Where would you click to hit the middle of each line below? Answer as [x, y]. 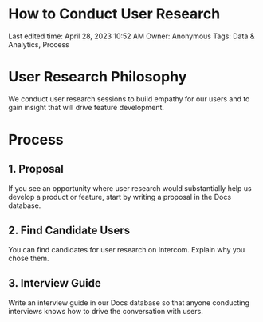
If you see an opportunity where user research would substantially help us [130, 188]
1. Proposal [36, 169]
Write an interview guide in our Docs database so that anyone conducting [129, 302]
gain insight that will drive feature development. [86, 107]
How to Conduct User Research [114, 14]
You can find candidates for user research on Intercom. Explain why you [127, 249]
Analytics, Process [39, 44]
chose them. [29, 258]
